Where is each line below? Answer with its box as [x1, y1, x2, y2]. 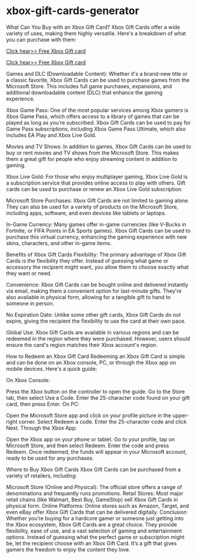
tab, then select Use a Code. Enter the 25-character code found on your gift [6, 394, 190, 401]
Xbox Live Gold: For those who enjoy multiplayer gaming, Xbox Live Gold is [6, 173, 188, 180]
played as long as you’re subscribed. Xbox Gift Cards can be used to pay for [6, 119, 191, 126]
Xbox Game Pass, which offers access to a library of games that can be [6, 113, 179, 120]
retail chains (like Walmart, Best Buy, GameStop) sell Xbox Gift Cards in [6, 496, 178, 503]
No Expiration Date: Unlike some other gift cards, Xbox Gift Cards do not [6, 311, 181, 318]
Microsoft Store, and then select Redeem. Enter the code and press [6, 442, 169, 449]
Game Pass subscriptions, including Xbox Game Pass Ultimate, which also [6, 125, 186, 132]
